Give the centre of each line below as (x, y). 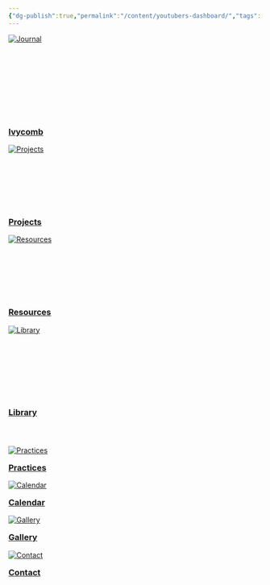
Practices (27, 467)
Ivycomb (26, 131)
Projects (25, 222)
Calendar (27, 503)
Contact (25, 572)
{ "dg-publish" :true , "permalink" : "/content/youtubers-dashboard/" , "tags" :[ (137, 16)
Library (23, 413)
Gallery (23, 537)
